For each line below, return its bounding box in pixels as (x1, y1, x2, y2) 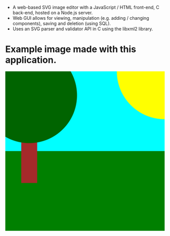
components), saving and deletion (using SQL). (12, 20, 111, 26)
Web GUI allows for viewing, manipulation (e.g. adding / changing (12, 15, 149, 21)
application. (5, 54, 57, 66)
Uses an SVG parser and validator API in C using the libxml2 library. (12, 26, 153, 32)
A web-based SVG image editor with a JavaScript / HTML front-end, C (12, 5, 159, 10)
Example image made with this (5, 44, 137, 55)
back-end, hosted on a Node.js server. (12, 10, 93, 16)
